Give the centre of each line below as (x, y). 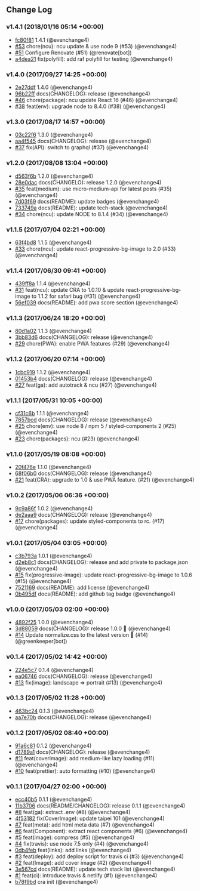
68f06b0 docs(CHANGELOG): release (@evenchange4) (83, 473)
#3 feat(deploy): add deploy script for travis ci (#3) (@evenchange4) (99, 856)
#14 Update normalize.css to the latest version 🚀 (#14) (81, 635)
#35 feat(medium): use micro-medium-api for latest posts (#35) (93, 189)
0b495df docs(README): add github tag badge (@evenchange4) (95, 594)
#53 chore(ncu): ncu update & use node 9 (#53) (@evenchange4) (96, 46)
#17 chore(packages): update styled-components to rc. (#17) (90, 521)
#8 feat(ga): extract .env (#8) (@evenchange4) (73, 812)
